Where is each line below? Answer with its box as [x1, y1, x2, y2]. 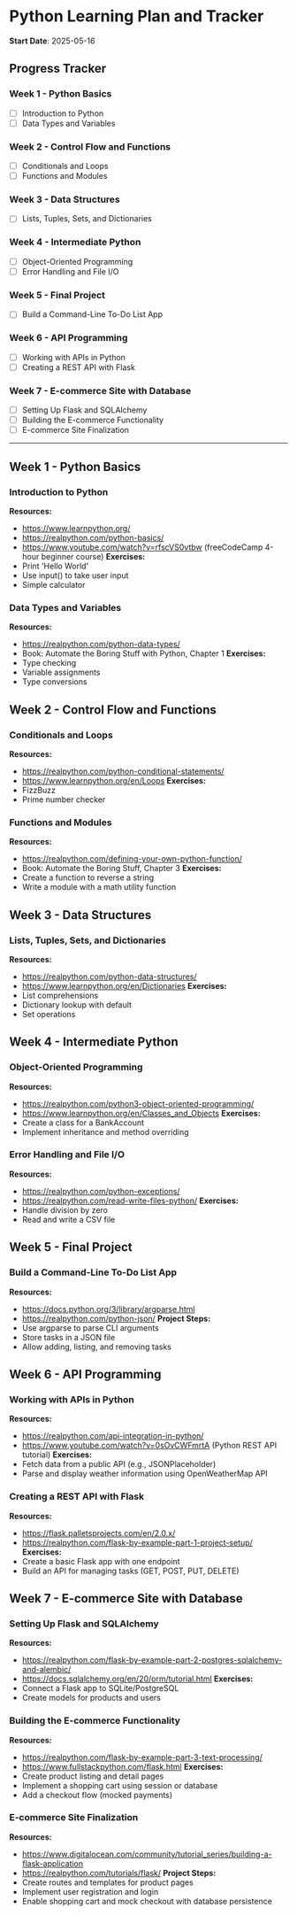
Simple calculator [21, 579, 86, 590]
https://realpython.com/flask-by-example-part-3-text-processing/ [21, 1751, 263, 1763]
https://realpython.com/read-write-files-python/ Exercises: [21, 1195, 239, 1206]
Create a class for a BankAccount [21, 1117, 144, 1128]
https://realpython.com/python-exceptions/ [21, 1185, 180, 1196]
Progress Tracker [9, 61, 107, 76]
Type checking [21, 658, 77, 668]
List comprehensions [21, 990, 99, 1000]
